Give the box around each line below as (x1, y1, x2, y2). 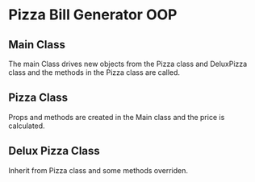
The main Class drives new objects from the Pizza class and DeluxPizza (8, 59, 248, 68)
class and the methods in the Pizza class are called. (8, 68, 180, 77)
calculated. (8, 121, 46, 130)
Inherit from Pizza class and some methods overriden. (8, 165, 188, 175)
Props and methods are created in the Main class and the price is (8, 112, 225, 122)
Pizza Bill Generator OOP (8, 6, 178, 24)
